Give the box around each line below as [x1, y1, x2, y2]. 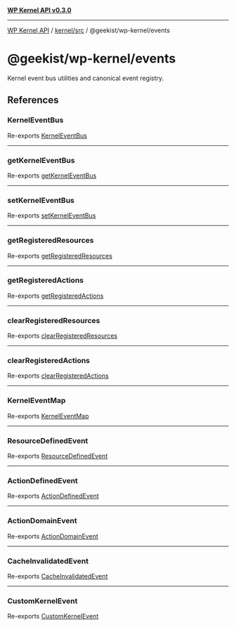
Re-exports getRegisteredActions [7, 291, 104, 300]
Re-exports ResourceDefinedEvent [7, 452, 108, 460]
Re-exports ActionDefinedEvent [7, 491, 100, 501]
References [7, 94, 59, 106]
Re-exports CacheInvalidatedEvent [7, 572, 108, 580]
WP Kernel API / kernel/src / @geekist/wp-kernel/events [7, 26, 171, 34]
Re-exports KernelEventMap [7, 411, 89, 420]
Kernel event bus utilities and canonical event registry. [7, 74, 164, 82]
